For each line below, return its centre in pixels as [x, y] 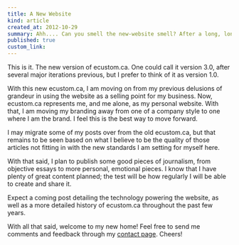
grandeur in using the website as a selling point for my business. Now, [110, 96]
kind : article [28, 21]
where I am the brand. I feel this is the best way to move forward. [102, 119]
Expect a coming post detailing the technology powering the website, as [113, 197]
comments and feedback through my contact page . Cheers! [95, 234]
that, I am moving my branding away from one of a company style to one [114, 111]
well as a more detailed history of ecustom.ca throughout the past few [110, 205]
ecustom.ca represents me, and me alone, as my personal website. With [113, 103]
